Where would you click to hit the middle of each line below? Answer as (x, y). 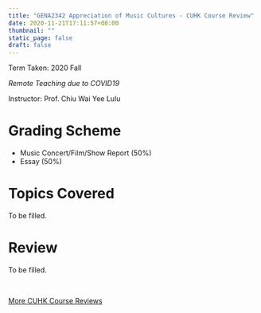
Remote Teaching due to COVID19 (64, 84)
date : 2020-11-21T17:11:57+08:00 (64, 23)
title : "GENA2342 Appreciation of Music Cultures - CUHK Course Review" (131, 16)
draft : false (30, 45)
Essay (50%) (41, 162)
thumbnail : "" (32, 30)
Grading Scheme (65, 131)
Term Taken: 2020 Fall (45, 68)
